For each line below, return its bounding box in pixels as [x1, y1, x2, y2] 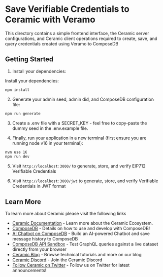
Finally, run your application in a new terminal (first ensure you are [12, 135, 147, 141]
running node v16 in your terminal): [12, 140, 84, 146]
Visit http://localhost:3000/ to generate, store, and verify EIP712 [12, 163, 146, 169]
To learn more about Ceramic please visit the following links [5, 211, 127, 217]
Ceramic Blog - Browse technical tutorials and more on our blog [12, 252, 142, 258]
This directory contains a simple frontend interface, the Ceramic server [5, 30, 149, 36]
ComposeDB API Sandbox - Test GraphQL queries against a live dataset [12, 241, 159, 247]
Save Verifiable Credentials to [5, 3, 130, 15]
